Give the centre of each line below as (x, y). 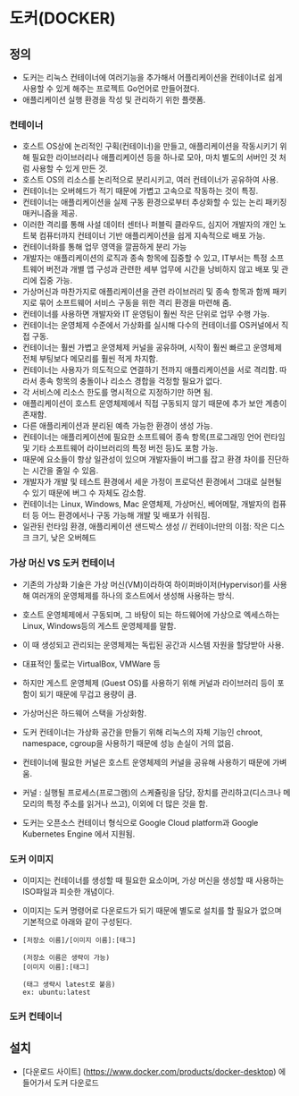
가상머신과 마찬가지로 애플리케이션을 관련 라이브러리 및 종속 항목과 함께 (146, 292)
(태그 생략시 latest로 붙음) (69, 984)
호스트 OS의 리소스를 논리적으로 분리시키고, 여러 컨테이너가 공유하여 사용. (150, 180)
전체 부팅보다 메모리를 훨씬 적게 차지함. (90, 359)
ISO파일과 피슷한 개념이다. (68, 891)
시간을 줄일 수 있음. (65, 471)
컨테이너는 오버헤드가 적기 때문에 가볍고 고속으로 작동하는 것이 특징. (140, 191)
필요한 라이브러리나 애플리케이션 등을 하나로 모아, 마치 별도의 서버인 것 (154, 157)
